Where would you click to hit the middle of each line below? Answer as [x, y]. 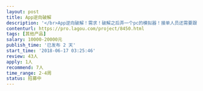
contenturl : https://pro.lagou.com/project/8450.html [76, 28]
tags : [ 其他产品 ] [26, 34]
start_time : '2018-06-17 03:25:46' [51, 51]
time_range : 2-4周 [29, 73]
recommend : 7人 [25, 67]
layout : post [23, 12]
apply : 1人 [20, 62]
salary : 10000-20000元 [34, 40]
